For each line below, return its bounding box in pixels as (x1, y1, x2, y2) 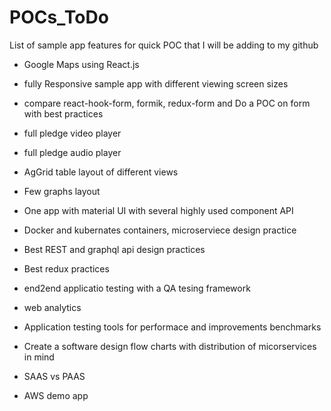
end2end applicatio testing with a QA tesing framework (23, 282, 251, 294)
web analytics (23, 301, 82, 313)
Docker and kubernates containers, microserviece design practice (23, 224, 297, 236)
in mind (23, 351, 55, 363)
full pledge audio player (23, 146, 122, 158)
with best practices (23, 107, 104, 120)
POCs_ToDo (9, 6, 109, 29)
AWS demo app (23, 389, 89, 401)
